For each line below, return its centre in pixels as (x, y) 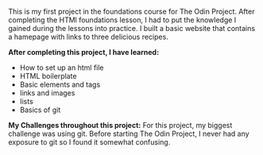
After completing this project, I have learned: (84, 52)
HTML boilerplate (48, 76)
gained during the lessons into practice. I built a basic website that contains (132, 28)
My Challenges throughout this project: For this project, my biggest (120, 125)
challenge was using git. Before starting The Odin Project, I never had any (129, 134)
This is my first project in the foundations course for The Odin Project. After (131, 12)
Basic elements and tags (60, 84)
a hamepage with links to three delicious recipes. (88, 37)
